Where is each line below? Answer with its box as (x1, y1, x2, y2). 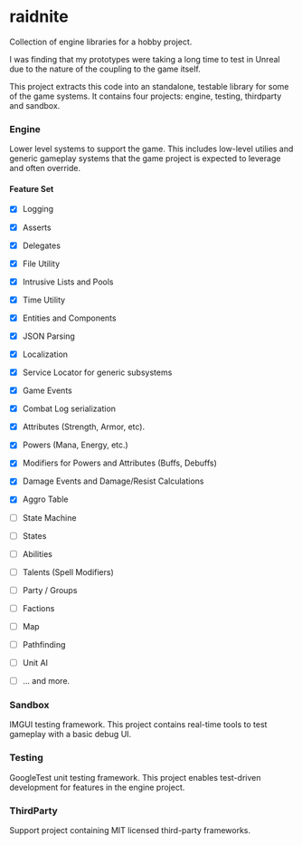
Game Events (22, 385, 72, 396)
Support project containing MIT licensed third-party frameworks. (9, 825, 251, 836)
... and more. (22, 676, 71, 687)
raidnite (9, 6, 70, 27)
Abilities (22, 548, 52, 559)
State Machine (22, 512, 77, 523)
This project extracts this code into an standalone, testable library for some (9, 81, 289, 91)
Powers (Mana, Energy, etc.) (22, 439, 128, 450)
